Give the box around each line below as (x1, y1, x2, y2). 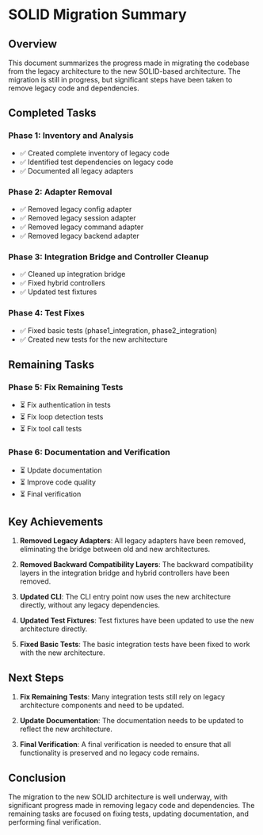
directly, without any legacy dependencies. (19, 600, 161, 610)
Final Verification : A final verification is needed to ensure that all (19, 740, 231, 749)
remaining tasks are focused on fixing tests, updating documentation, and (8, 809, 250, 818)
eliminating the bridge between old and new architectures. (19, 545, 211, 554)
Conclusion (8, 771, 67, 784)
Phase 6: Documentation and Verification (8, 446, 170, 458)
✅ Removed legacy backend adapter (19, 231, 140, 240)
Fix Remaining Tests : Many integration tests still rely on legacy (19, 692, 226, 702)
